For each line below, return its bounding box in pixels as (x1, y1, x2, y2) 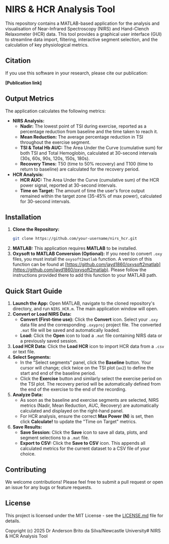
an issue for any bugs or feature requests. (5, 484, 92, 490)
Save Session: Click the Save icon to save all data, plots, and (20, 429, 148, 436)
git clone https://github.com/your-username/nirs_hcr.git (12, 236, 137, 241)
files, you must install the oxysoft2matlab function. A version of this (12, 256, 152, 262)
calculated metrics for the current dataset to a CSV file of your (20, 445, 150, 451)
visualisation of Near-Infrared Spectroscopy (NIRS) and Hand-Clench (5, 25, 149, 31)
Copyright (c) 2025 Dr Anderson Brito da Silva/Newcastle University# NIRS (5, 527, 161, 533)
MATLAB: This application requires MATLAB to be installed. (12, 245, 137, 252)
